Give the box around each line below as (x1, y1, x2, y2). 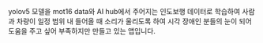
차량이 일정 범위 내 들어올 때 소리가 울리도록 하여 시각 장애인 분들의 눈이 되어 (16, 16, 253, 26)
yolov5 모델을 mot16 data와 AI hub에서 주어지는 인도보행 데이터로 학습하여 (8, 7, 241, 16)
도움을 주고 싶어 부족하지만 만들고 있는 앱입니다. (8, 27, 156, 35)
